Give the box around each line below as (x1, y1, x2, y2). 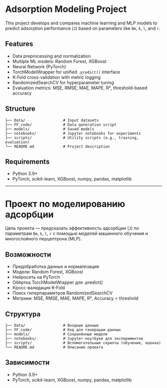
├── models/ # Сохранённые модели (5, 332, 108, 337)
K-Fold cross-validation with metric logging (12, 74, 101, 80)
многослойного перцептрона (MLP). (5, 236, 82, 242)
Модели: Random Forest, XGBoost (12, 269, 83, 275)
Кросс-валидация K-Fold (12, 285, 65, 291)
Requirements (5, 157, 50, 166)
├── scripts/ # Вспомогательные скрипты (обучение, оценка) (5, 340, 162, 345)
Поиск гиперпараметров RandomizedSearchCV (12, 290, 113, 296)
